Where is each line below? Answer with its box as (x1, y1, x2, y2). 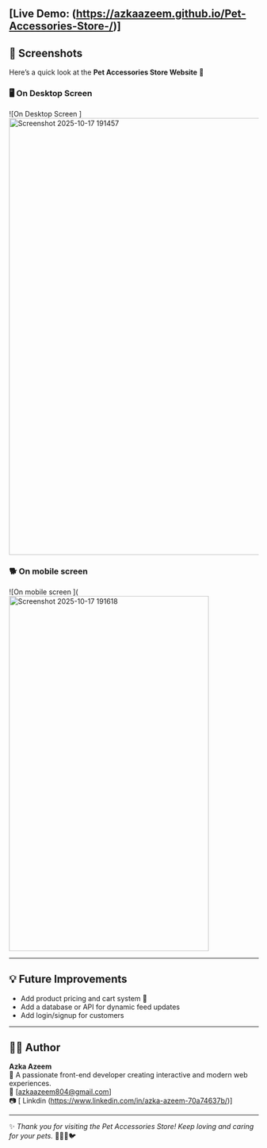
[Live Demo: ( (9, 7, 77, 21)
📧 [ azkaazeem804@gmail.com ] (9, 1087, 112, 1096)
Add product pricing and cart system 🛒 (20, 993, 147, 1003)
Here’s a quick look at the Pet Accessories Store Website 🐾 (9, 67, 204, 77)
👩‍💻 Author (9, 1041, 61, 1054)
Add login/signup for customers (20, 1010, 125, 1019)
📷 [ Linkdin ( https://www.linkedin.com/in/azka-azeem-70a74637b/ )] (9, 1096, 233, 1106)
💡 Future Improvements (9, 973, 128, 986)
